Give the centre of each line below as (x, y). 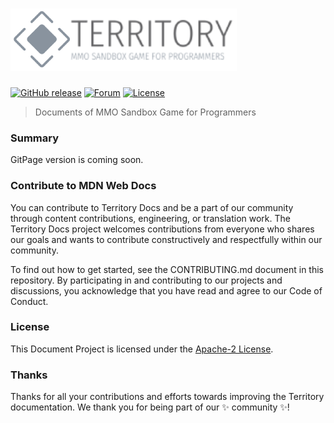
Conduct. (29, 301)
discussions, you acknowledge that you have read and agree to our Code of (166, 290)
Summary (35, 138)
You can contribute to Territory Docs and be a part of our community (152, 207)
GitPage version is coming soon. (77, 160)
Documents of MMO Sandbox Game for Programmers (145, 112)
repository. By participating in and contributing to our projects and (146, 280)
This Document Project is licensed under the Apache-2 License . (142, 349)
